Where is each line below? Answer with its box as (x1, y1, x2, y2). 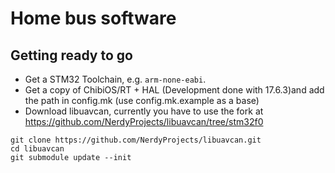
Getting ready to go (10, 47, 133, 64)
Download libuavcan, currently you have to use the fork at (24, 105, 264, 117)
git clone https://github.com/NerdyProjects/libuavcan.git (10, 135, 262, 145)
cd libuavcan (10, 144, 65, 154)
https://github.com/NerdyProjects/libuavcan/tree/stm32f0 (24, 116, 264, 127)
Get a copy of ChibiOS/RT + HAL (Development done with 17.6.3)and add (24, 84, 325, 96)
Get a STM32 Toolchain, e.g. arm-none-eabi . (24, 73, 207, 85)
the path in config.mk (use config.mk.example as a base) (24, 95, 260, 106)
